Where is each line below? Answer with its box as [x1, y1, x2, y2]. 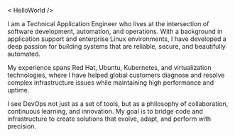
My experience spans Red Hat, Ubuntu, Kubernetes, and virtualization [7, 64, 212, 71]
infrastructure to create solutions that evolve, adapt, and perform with [7, 114, 212, 123]
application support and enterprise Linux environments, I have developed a [7, 35, 227, 43]
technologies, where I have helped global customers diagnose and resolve [7, 71, 225, 79]
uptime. [7, 86, 30, 94]
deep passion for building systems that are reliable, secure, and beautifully [7, 42, 226, 50]
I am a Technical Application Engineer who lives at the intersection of [7, 20, 209, 28]
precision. [7, 122, 37, 130]
